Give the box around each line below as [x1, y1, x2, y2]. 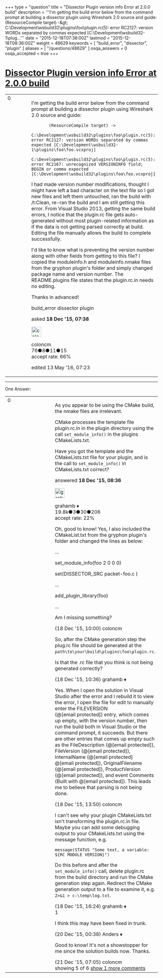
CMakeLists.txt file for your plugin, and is [55, 454, 148, 461]
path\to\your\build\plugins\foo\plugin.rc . [55, 648, 156, 655]
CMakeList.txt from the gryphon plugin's [55, 531, 147, 538]
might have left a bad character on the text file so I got [31, 187, 155, 194]
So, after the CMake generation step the [55, 636, 146, 643]
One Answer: [5, 386, 32, 392]
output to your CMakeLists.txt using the [55, 830, 145, 837]
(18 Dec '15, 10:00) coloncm [55, 625, 122, 631]
